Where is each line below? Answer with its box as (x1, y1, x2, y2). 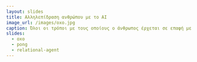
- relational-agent (11, 47, 60, 53)
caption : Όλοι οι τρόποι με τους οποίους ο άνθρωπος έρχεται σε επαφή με (6, 25, 192, 31)
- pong (11, 42, 28, 48)
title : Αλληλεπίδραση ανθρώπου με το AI (6, 14, 108, 20)
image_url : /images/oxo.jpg (6, 19, 76, 25)
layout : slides (6, 8, 44, 15)
